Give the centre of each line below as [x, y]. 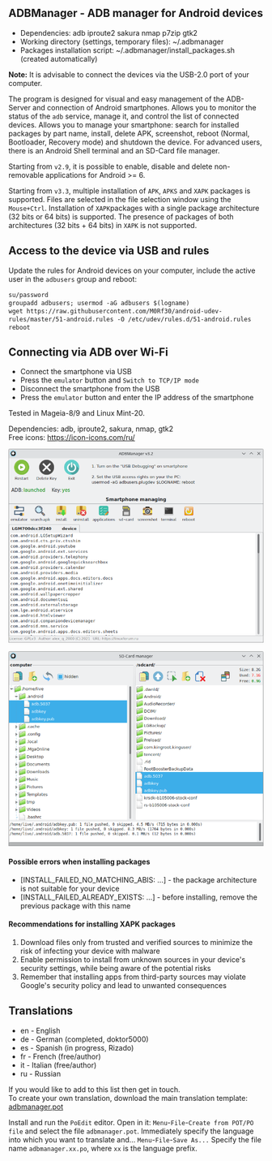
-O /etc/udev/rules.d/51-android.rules [184, 319]
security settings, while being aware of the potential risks [115, 968]
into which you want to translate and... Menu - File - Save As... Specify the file [135, 1139]
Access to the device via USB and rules [109, 251]
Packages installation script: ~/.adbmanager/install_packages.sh [127, 50]
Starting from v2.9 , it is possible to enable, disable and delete [110, 166]
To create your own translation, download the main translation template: [128, 1098]
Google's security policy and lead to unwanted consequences [123, 985]
